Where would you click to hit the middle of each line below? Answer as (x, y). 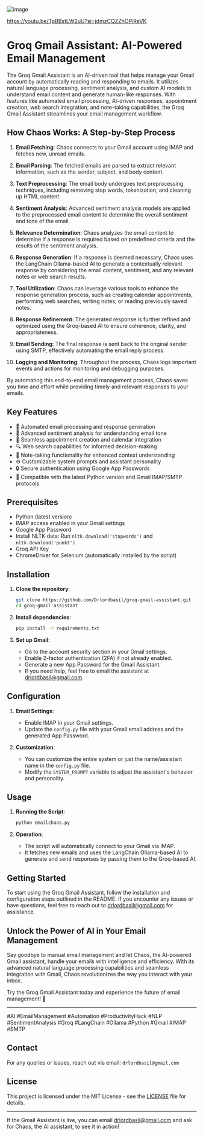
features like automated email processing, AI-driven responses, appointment (102, 100)
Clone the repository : (43, 589)
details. (16, 1102)
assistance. (21, 912)
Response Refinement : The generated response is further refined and (103, 319)
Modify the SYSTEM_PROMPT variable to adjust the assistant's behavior (109, 772)
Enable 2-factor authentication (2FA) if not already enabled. (98, 658)
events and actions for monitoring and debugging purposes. (90, 368)
